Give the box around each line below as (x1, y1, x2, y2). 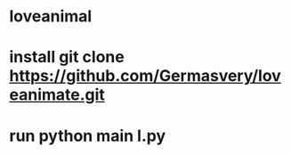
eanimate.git (9, 85, 105, 105)
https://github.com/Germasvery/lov (9, 66, 282, 86)
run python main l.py (9, 126, 166, 146)
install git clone (9, 47, 125, 68)
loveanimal (9, 6, 93, 27)
